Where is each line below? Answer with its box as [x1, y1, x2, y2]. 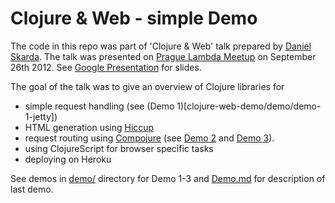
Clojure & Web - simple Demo [10, 7, 258, 30]
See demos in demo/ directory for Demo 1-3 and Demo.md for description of [10, 172, 326, 184]
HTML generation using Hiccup [24, 121, 155, 133]
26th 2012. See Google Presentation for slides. [10, 61, 202, 73]
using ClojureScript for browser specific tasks [24, 142, 214, 154]
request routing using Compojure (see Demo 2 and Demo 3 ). [24, 132, 275, 144]
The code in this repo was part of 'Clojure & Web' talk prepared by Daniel [10, 40, 312, 52]
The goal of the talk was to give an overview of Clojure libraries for [10, 80, 285, 92]
